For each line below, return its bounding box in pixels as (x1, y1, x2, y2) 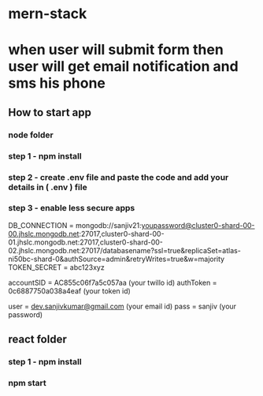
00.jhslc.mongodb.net (8, 229, 80, 238)
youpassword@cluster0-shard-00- (141, 220, 255, 230)
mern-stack (8, 5, 87, 23)
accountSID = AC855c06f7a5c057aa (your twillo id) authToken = (8, 278, 217, 287)
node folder (8, 129, 54, 140)
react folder (8, 333, 67, 346)
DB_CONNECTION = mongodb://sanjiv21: (8, 220, 142, 230)
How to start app (8, 106, 92, 119)
